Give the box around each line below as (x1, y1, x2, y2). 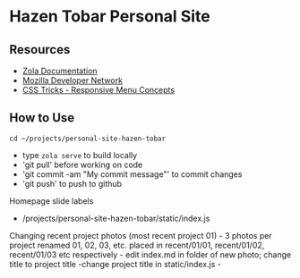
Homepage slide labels (9, 195, 94, 206)
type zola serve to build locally (21, 149, 138, 160)
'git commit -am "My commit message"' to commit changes (21, 168, 243, 180)
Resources (9, 42, 71, 57)
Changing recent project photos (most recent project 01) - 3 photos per (9, 230, 272, 240)
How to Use (9, 110, 75, 126)
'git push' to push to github (21, 178, 123, 189)
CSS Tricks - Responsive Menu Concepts (21, 85, 176, 95)
